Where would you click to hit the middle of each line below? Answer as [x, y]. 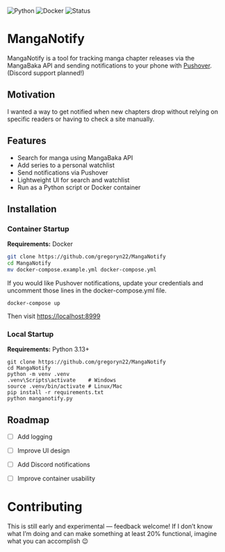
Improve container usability [56, 479]
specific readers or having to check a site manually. [81, 119]
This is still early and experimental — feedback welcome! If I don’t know [110, 526]
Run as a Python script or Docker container [79, 187]
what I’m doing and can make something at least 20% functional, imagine [112, 534]
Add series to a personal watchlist [66, 165]
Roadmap [28, 420]
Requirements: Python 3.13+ [48, 349]
